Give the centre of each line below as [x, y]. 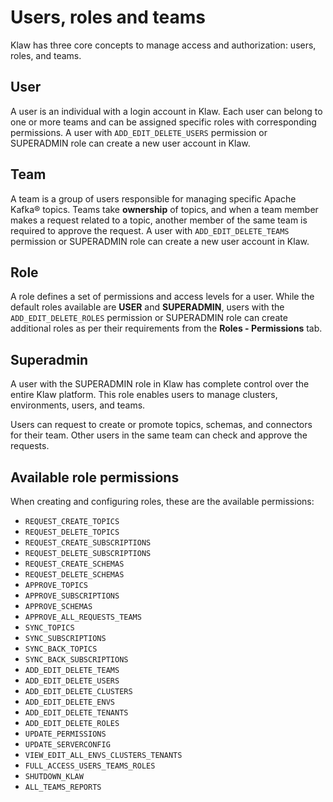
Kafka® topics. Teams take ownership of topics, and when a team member [164, 209]
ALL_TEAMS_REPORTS [63, 787]
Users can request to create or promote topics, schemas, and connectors [161, 425]
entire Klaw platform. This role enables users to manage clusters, [144, 395]
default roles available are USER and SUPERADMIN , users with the [147, 307]
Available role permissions [95, 477]
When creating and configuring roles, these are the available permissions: [162, 501]
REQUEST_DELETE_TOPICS [72, 532]
